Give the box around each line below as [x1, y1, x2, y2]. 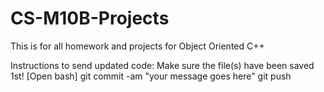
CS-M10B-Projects [10, 7, 170, 30]
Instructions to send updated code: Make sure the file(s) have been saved [10, 59, 315, 71]
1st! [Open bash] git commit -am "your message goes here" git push [10, 70, 292, 82]
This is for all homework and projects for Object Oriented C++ [10, 40, 265, 52]
